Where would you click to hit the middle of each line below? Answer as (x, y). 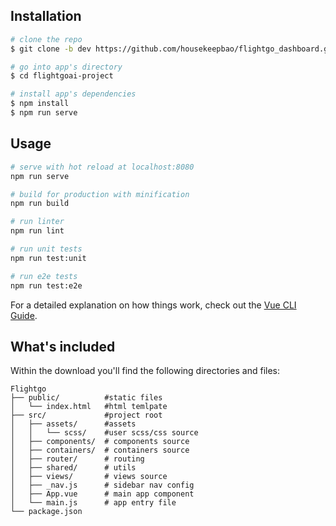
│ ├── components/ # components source (100, 442)
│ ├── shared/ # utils (73, 468)
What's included (63, 346)
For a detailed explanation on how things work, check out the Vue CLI (153, 305)
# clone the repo (46, 39)
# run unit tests (46, 249)
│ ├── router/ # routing (77, 459)
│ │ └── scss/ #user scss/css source (104, 433)
